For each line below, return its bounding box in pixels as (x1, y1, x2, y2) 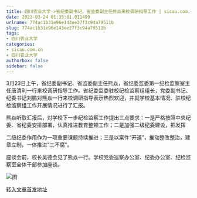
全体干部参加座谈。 (16, 161, 63, 168)
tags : (6, 30, 19, 36)
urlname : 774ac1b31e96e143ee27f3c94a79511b (6, 19, 114, 25)
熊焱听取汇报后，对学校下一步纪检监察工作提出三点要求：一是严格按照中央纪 (6, 114, 191, 121)
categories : (6, 42, 35, 47)
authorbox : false (6, 57, 49, 63)
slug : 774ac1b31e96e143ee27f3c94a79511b (6, 25, 107, 31)
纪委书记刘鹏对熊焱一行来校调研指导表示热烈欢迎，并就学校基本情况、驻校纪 (6, 94, 191, 101)
